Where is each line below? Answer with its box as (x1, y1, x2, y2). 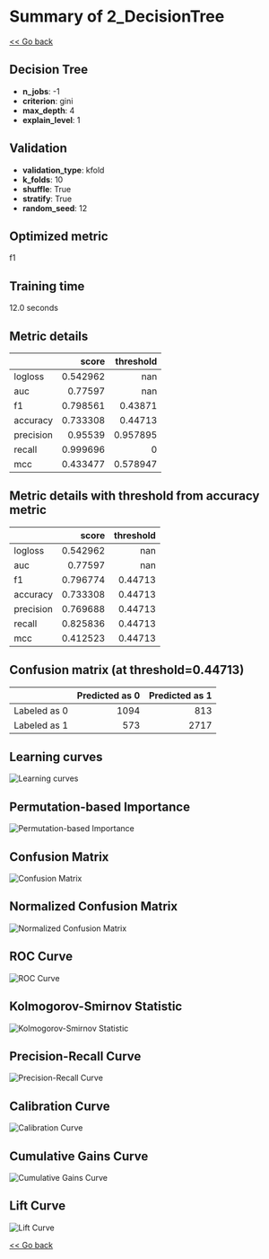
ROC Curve (9, 949, 74, 964)
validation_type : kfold (22, 164, 105, 175)
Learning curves (9, 749, 103, 765)
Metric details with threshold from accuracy (9, 488, 260, 504)
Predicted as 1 (148, 689, 213, 702)
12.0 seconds (9, 303, 58, 314)
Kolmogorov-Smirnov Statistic (9, 999, 183, 1015)
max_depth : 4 (22, 105, 75, 116)
